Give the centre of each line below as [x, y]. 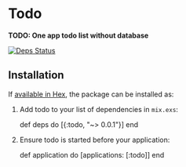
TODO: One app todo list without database [78, 35]
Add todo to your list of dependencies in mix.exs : [99, 109]
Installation [36, 75]
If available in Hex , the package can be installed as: [91, 94]
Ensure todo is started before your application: [95, 140]
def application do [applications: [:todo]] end [92, 154]
